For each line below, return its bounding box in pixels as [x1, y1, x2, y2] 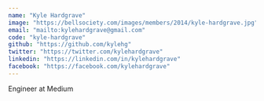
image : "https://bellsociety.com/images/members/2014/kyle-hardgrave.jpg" [8, 19, 258, 27]
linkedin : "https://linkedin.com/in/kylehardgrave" [8, 56, 181, 63]
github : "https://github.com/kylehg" [8, 41, 132, 49]
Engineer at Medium [8, 84, 74, 93]
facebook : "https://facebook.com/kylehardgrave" [8, 63, 170, 70]
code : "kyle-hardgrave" [8, 33, 86, 41]
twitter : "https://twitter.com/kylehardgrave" [8, 48, 163, 56]
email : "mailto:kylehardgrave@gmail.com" [8, 26, 146, 34]
